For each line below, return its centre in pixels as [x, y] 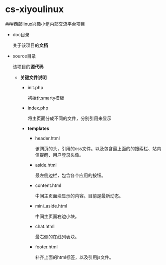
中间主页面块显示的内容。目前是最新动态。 [79, 195]
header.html [48, 138]
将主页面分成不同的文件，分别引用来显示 [69, 118]
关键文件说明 [33, 77]
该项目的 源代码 [28, 67]
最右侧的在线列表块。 [57, 237]
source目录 [24, 56]
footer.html [46, 247]
